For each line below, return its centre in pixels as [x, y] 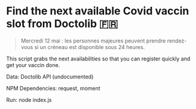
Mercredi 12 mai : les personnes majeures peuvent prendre [93, 41]
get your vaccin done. [33, 65]
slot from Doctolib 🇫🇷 [62, 24]
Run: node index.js [29, 99]
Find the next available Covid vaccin [98, 11]
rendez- [177, 41]
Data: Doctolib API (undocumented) [50, 77]
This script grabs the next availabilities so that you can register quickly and [98, 59]
